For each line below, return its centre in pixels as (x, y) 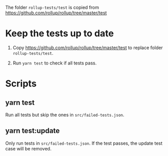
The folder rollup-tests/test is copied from (52, 7)
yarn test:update (33, 131)
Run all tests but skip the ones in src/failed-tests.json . (65, 115)
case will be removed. (28, 148)
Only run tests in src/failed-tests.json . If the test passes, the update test (84, 143)
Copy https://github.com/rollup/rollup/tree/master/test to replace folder (88, 48)
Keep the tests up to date (60, 34)
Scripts (21, 84)
